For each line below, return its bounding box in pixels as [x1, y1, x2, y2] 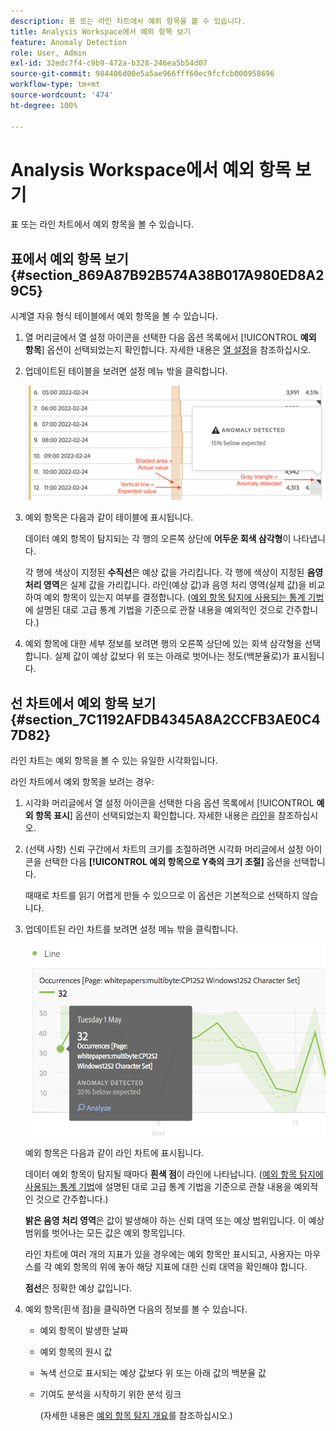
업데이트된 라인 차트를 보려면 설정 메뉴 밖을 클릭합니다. [24, 923, 239, 935]
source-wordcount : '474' [10, 90, 114, 100]
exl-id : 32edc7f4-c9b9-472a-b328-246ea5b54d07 [10, 58, 208, 69]
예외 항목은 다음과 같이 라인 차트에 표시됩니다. [24, 1147, 205, 1159]
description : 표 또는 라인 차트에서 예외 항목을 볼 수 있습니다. [10, 16, 247, 26]
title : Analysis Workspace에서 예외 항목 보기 [10, 26, 191, 37]
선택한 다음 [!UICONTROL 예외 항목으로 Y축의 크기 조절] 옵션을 [43, 855, 292, 867]
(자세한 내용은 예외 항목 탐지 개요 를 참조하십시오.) [39, 1410, 233, 1422]
